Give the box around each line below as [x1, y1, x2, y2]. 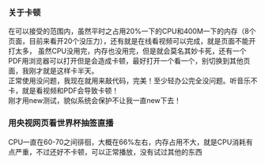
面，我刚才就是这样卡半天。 [8, 66, 99, 76]
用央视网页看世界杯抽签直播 [8, 117, 114, 128]
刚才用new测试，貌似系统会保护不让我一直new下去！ [8, 96, 182, 105]
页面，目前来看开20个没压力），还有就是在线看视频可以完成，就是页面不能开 [8, 36, 256, 46]
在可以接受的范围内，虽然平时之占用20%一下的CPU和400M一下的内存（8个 [8, 26, 256, 36]
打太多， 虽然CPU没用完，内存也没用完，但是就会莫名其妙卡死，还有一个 [8, 46, 247, 56]
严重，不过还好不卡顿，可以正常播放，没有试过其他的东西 [14, 147, 203, 156]
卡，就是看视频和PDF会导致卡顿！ [8, 86, 119, 96]
